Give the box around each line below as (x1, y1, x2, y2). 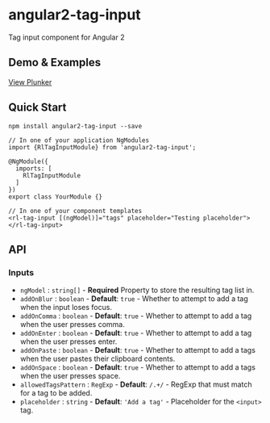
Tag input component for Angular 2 (8, 32, 125, 42)
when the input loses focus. (19, 303, 113, 312)
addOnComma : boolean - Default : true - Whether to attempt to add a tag (19, 311, 252, 320)
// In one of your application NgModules (8, 136, 150, 144)
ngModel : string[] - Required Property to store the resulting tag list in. (19, 285, 255, 295)
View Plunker (8, 77, 52, 86)
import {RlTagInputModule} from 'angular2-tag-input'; (8, 143, 197, 151)
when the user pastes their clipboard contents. (19, 354, 176, 364)
